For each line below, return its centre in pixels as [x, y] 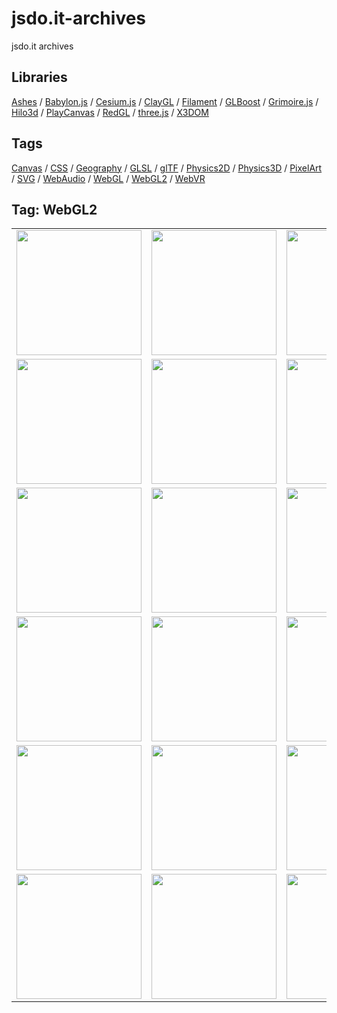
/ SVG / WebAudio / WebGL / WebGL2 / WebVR [108, 178]
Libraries [39, 77]
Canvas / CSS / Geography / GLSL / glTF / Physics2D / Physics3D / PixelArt [167, 168]
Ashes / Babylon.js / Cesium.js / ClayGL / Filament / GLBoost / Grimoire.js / [165, 101]
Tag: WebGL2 [54, 209]
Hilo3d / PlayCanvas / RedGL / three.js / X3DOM [110, 112]
